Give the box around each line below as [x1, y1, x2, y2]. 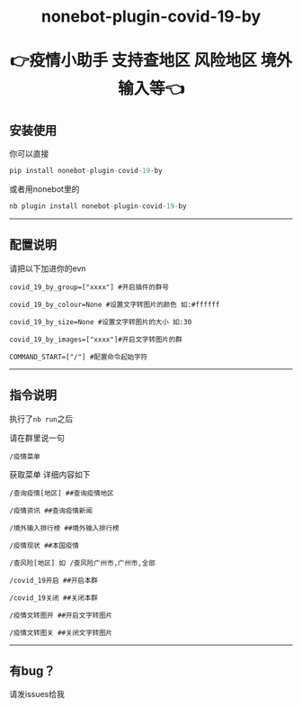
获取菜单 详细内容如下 [9, 468, 91, 479]
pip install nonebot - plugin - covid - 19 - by [9, 167, 164, 176]
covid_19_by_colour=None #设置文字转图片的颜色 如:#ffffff [9, 300, 220, 309]
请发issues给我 [9, 689, 65, 700]
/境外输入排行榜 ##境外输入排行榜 [9, 523, 120, 532]
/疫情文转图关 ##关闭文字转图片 [9, 628, 113, 637]
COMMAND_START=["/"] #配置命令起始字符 [9, 352, 148, 361]
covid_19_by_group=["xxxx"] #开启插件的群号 [9, 282, 169, 292]
